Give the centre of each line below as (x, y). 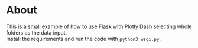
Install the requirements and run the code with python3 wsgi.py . (84, 39)
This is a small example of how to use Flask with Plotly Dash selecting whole (99, 26)
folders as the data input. (37, 32)
